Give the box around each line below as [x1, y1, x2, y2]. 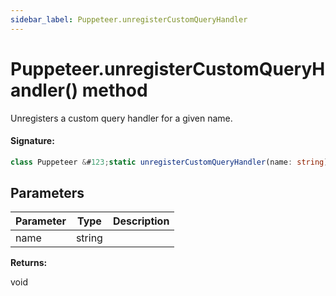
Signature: [10, 135, 55, 147]
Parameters [10, 185, 85, 202]
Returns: [10, 257, 48, 269]
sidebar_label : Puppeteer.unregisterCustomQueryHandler [10, 14, 248, 25]
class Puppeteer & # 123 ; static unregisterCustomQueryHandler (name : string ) [10, 157, 329, 167]
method [81, 79, 148, 101]
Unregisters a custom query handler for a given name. [10, 112, 233, 124]
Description [112, 214, 170, 228]
